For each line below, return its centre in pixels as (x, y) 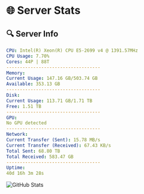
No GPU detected (26, 123)
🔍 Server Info (32, 34)
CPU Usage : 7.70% (28, 56)
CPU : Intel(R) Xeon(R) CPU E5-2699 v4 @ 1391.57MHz (72, 50)
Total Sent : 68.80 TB (33, 151)
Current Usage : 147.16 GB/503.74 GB (52, 79)
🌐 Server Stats (43, 11)
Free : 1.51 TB (24, 106)
